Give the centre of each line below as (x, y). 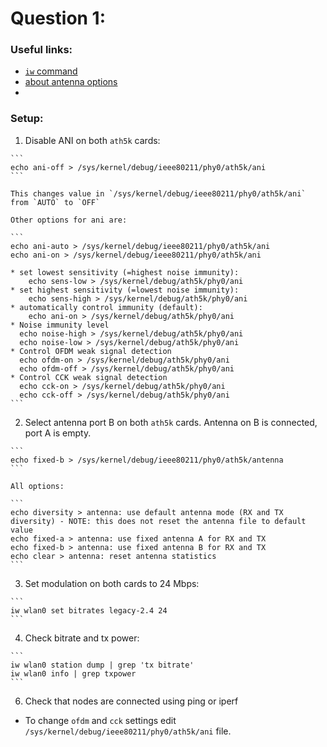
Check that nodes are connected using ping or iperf (131, 701)
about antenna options (71, 82)
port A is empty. (58, 433)
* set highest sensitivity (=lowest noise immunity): (125, 290)
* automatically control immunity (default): (106, 307)
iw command (51, 71)
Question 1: (58, 18)
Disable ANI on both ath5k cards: (92, 140)
